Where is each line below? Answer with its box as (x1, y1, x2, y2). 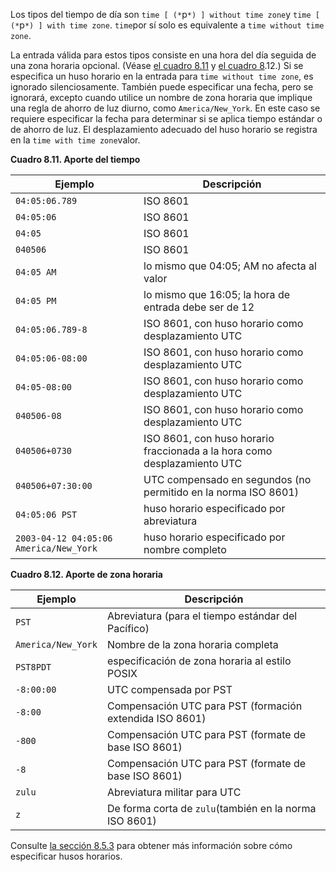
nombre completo (143, 543, 227, 556)
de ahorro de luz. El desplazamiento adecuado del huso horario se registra (10, 124, 318, 135)
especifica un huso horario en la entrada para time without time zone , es (10, 70, 314, 82)
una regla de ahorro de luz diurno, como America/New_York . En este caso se (10, 102, 321, 114)
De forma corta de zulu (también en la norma (106, 802, 317, 815)
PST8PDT (15, 662, 52, 673)
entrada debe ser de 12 (143, 300, 255, 314)
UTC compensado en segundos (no (143, 473, 312, 486)
